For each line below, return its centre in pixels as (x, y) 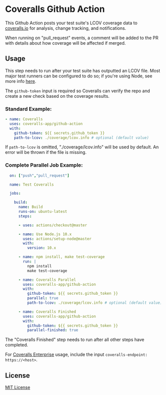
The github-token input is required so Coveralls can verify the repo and (78, 91)
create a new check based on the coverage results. (57, 96)
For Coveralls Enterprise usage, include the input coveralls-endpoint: (76, 355)
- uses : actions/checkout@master (53, 225)
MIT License (18, 388)
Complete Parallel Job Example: (44, 165)
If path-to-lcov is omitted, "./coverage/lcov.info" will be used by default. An (82, 147)
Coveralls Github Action (55, 9)
